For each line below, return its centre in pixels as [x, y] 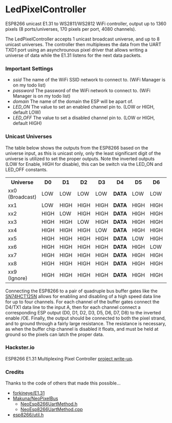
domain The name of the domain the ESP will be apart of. [73, 101]
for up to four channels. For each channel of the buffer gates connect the [82, 302]
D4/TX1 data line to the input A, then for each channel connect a [73, 307]
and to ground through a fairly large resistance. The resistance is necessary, [86, 323]
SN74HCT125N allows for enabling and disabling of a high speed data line [83, 296]
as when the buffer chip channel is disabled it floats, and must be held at [82, 329]
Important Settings [29, 69]
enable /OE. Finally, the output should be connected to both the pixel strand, [86, 318]
